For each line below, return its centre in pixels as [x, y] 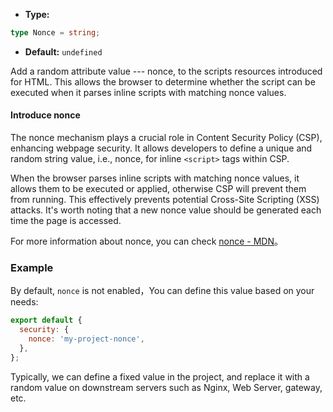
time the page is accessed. [66, 221]
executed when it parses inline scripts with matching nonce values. [148, 92]
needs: [24, 302]
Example [32, 267]
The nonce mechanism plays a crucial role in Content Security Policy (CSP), [166, 138]
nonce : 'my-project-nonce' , [86, 339]
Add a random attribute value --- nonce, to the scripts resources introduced [166, 71]
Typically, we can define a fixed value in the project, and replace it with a [160, 376]
